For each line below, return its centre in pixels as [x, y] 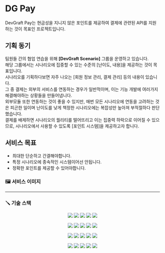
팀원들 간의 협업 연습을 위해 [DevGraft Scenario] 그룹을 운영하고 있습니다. [77, 58]
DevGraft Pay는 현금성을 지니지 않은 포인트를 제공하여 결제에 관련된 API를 [76, 23]
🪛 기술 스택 [18, 203]
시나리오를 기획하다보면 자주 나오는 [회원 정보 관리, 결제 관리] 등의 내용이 [75, 77]
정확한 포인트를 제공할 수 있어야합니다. [49, 168]
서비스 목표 [21, 143]
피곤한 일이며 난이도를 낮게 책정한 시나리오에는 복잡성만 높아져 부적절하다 [80, 107]
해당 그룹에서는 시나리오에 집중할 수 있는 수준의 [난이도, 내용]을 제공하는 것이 [79, 65]
